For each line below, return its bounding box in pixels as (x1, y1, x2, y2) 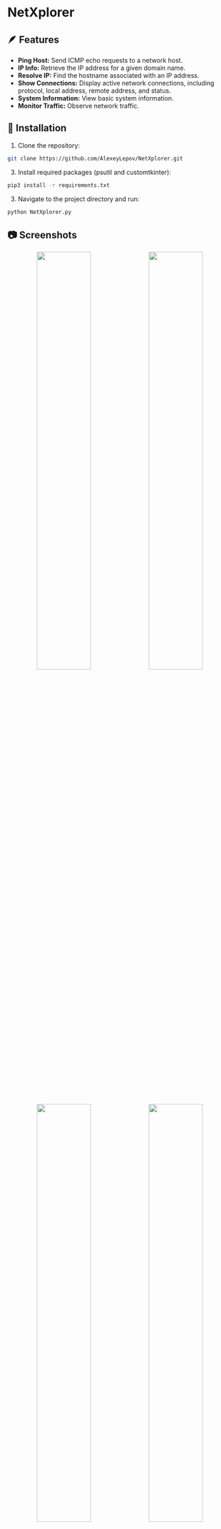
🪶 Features (7, 34, 59, 46)
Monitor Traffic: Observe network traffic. (17, 101, 139, 110)
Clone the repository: (17, 141, 81, 150)
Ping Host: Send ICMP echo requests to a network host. (17, 56, 183, 64)
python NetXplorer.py (7, 208, 72, 215)
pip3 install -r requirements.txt (7, 181, 110, 189)
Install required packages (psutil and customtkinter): (17, 168, 171, 176)
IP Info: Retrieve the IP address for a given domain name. (17, 64, 186, 72)
